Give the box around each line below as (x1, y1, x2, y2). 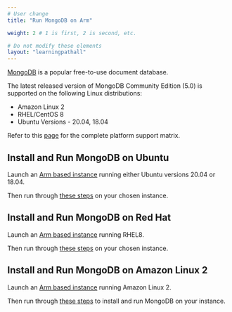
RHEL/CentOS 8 (17, 110, 65, 119)
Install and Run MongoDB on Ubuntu (7, 152, 169, 164)
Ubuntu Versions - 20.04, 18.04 (17, 117, 109, 126)
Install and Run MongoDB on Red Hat (7, 212, 171, 223)
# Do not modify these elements (7, 42, 102, 49)
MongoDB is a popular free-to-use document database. (7, 68, 169, 77)
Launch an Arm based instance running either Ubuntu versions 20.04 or (7, 170, 216, 178)
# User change (7, 10, 49, 18)
